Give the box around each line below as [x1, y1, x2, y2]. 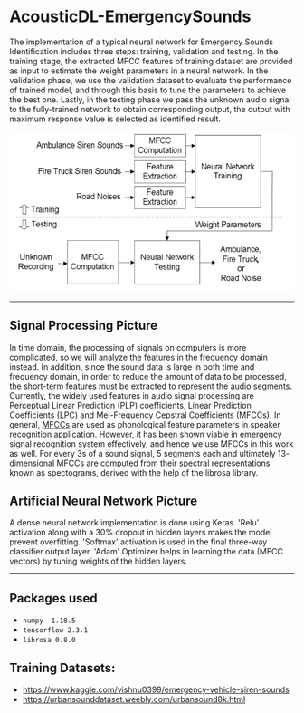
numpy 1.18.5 [22, 616, 76, 626]
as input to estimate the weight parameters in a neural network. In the [9, 65, 269, 76]
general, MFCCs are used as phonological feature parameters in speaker [9, 419, 280, 429]
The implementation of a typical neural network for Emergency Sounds [9, 36, 274, 47]
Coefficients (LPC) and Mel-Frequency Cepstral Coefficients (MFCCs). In [9, 409, 281, 420]
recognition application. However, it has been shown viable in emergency [9, 429, 282, 439]
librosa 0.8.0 [22, 636, 76, 645]
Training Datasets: [9, 660, 116, 676]
